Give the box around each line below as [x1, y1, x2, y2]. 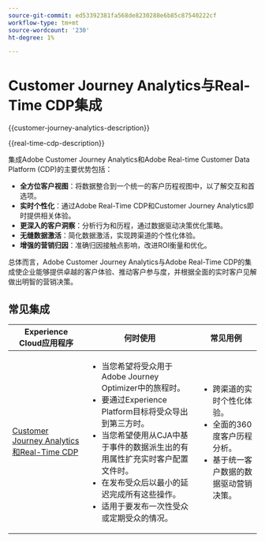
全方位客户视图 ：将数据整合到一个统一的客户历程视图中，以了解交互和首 [19, 181, 255, 191]
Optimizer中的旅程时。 [101, 383, 185, 393]
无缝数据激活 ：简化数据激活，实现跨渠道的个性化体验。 [19, 230, 200, 241]
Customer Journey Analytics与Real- [8, 77, 251, 95]
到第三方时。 [101, 418, 150, 428]
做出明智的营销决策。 [8, 277, 77, 286]
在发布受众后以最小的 [101, 477, 181, 488]
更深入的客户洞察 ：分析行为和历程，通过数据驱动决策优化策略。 [19, 221, 227, 230]
